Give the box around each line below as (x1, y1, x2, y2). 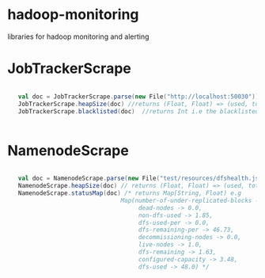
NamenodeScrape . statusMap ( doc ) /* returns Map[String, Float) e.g (17, 189, 242, 197)
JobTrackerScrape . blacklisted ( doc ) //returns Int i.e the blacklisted (17, 107, 259, 116)
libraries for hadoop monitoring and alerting (7, 32, 150, 41)
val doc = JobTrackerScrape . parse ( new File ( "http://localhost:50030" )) (17, 93, 259, 101)
